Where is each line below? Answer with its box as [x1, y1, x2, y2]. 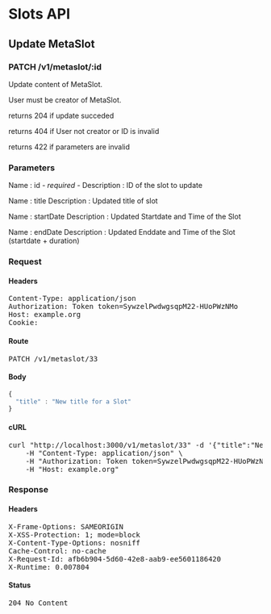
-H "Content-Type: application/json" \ [25, 449, 183, 457]
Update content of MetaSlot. [8, 79, 103, 89]
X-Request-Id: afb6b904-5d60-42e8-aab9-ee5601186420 [8, 554, 222, 563]
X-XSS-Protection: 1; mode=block [8, 530, 141, 539]
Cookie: [8, 318, 39, 328]
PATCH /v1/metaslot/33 [8, 354, 98, 363]
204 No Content [8, 598, 69, 608]
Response [8, 484, 48, 495]
